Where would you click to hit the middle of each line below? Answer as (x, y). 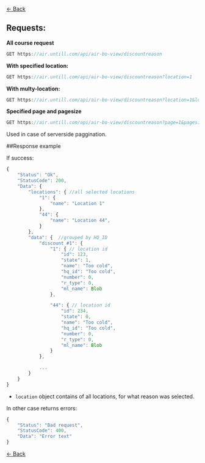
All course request (30, 43)
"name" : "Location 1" (77, 203)
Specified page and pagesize (44, 111)
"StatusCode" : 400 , (42, 431)
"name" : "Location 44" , (80, 220)
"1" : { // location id (79, 249)
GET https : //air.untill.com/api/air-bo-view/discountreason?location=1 (99, 77)
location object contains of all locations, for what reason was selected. (105, 396)
